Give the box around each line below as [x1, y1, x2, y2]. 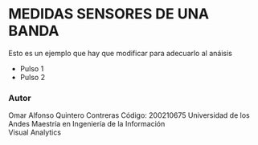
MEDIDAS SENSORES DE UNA [8, 5, 210, 23]
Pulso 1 [19, 63, 44, 73]
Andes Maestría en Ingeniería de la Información [8, 119, 166, 129]
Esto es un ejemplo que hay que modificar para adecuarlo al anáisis [8, 48, 233, 58]
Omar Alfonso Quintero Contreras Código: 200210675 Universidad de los [8, 111, 251, 120]
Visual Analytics [8, 127, 62, 137]
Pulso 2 [19, 72, 46, 82]
